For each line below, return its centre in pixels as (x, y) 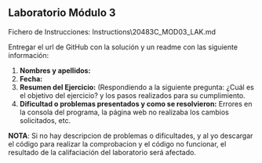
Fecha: (31, 78)
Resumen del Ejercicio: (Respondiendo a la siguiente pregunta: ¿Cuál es (137, 87)
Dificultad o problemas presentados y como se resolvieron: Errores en (136, 103)
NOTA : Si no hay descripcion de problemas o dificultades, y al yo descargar (131, 136)
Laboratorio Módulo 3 (62, 13)
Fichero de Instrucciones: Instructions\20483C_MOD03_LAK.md (112, 31)
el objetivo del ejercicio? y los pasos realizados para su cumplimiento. (132, 95)
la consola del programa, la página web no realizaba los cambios (124, 112)
